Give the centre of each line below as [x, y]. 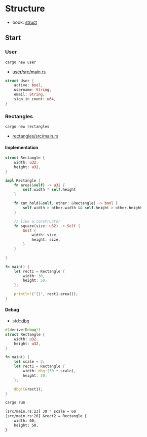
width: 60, [25, 421]
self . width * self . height [50, 190]
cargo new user [21, 62]
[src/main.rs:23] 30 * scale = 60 [41, 412]
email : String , [30, 94]
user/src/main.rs [29, 72]
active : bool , [28, 85]
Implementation [22, 147]
